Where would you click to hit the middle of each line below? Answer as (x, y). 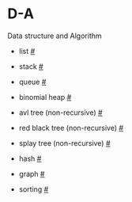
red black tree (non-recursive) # (71, 128)
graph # (32, 173)
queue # (32, 82)
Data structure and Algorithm (55, 36)
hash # (30, 158)
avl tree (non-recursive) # (61, 112)
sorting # (34, 189)
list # (27, 51)
